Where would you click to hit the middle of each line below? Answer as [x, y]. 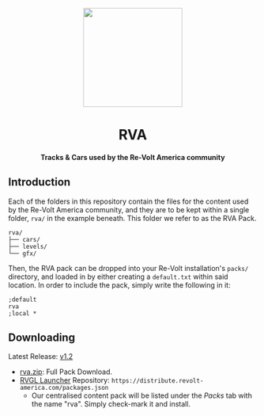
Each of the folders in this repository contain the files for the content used [128, 201]
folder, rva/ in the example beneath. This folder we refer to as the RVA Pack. [132, 218]
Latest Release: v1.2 [41, 357]
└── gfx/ [23, 254]
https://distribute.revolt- [157, 381]
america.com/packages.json [64, 388]
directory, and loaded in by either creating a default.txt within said [118, 277]
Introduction [40, 182]
